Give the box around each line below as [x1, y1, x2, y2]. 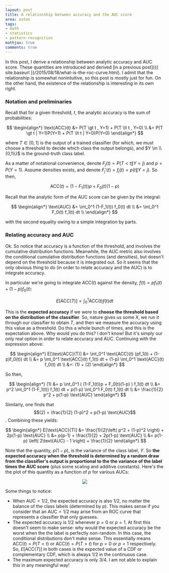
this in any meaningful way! [12, 562, 70, 568]
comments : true [5, 45, 37, 50]
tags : [5, 21, 17, 27]
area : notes [5, 17, 30, 22]
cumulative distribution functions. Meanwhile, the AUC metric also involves [5, 248, 161, 254]
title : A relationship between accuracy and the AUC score [5, 12, 132, 17]
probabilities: [5, 114, 32, 121]
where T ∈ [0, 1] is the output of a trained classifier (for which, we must [5, 140, 154, 146]
